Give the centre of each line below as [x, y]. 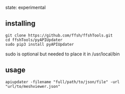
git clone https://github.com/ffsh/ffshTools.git [59, 35]
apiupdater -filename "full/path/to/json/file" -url [62, 82]
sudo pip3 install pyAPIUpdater [40, 44]
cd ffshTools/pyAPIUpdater [34, 40]
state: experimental [26, 7]
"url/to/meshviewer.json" [33, 86]
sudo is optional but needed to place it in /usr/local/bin [62, 54]
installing [20, 23]
